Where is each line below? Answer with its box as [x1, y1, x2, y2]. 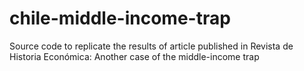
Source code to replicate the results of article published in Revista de [9, 40, 294, 52]
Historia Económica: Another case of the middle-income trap [9, 50, 260, 62]
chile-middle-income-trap [9, 7, 231, 30]
